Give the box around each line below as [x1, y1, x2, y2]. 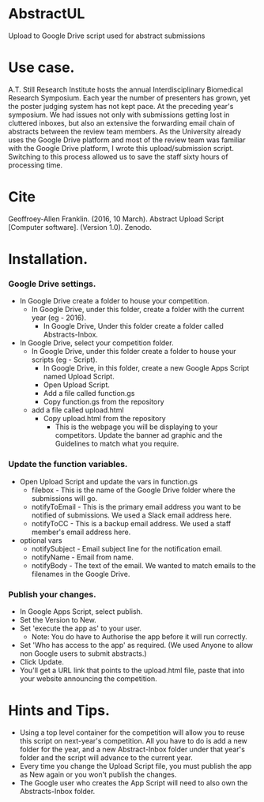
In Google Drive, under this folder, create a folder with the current [31, 305, 245, 314]
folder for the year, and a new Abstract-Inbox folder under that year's [19, 744, 245, 754]
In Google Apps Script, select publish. [19, 606, 143, 616]
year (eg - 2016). [31, 313, 87, 322]
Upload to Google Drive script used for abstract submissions [8, 31, 206, 40]
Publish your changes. [8, 589, 96, 600]
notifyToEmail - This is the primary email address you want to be [31, 502, 242, 511]
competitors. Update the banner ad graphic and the [55, 431, 223, 440]
